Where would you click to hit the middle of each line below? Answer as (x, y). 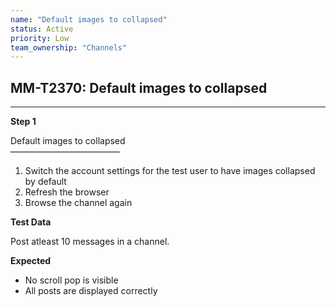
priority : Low (40, 38)
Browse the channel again (78, 203)
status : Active (42, 29)
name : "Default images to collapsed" (89, 19)
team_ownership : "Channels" (69, 47)
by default (45, 182)
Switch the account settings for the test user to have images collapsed (170, 171)
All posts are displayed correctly (91, 291)
